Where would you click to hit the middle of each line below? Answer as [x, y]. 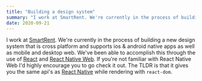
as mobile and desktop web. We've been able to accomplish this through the [101, 53]
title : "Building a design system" [51, 12]
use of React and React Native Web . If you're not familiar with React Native [99, 59]
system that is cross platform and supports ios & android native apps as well [101, 46]
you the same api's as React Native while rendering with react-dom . [89, 72]
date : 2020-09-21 [28, 23]
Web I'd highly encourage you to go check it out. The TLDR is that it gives [97, 65]
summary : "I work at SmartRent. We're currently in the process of [93, 17]
